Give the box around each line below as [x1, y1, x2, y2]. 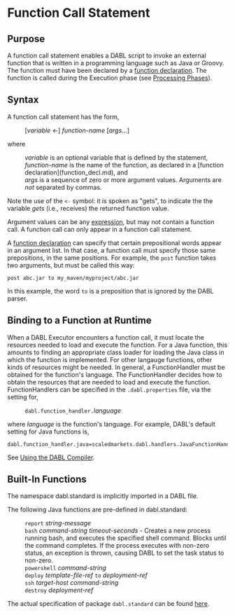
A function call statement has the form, [7, 112, 120, 120]
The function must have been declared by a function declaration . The [7, 67, 208, 74]
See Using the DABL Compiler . [7, 453, 95, 462]
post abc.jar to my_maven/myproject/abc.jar [7, 275, 139, 282]
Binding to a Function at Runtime [7, 315, 152, 326]
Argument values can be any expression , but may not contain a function [7, 217, 215, 226]
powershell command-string [24, 564, 107, 572]
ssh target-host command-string [24, 579, 119, 587]
